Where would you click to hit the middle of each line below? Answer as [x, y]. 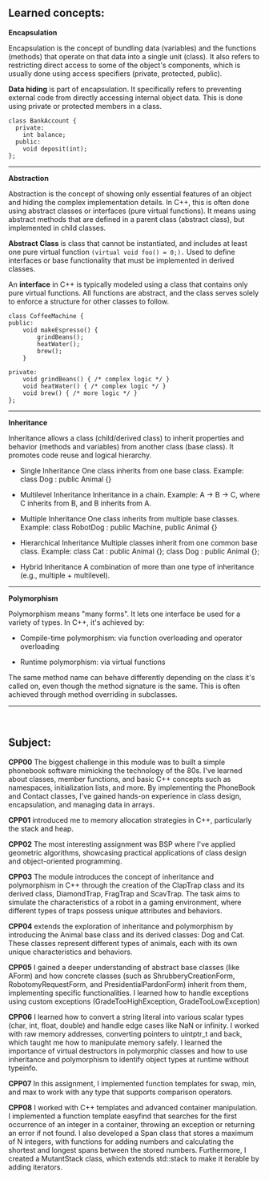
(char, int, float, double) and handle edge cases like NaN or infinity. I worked [134, 1025]
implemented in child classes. [57, 228]
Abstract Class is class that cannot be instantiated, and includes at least [128, 243]
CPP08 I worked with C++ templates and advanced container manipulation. [133, 1107]
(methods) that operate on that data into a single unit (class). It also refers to [134, 56]
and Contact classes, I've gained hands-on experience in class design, [125, 795]
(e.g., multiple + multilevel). [65, 575]
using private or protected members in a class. [85, 106]
